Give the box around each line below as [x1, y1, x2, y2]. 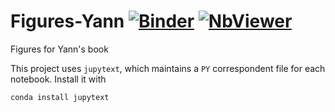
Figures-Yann [10, 10, 125, 33]
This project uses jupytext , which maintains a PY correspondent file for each [10, 62, 326, 74]
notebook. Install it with [10, 73, 107, 85]
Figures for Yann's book [10, 43, 109, 55]
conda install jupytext [10, 92, 110, 102]
